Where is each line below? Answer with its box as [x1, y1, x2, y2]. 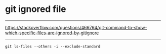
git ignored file [5, 3, 66, 15]
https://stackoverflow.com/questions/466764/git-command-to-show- [5, 24, 147, 30]
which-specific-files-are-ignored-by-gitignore [5, 30, 99, 36]
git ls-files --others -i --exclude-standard [5, 44, 100, 49]
